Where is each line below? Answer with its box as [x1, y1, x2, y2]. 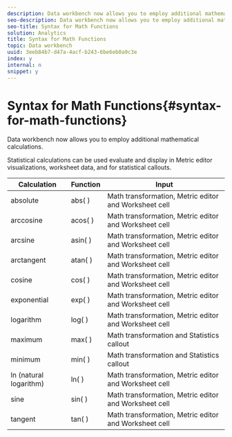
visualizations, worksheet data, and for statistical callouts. [7, 163, 172, 171]
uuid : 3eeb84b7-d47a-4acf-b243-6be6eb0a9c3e [7, 49, 137, 56]
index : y [7, 55, 32, 62]
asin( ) [70, 236, 92, 245]
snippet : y [7, 68, 39, 75]
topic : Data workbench [7, 42, 72, 49]
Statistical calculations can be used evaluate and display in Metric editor [7, 156, 213, 165]
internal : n [7, 62, 41, 68]
